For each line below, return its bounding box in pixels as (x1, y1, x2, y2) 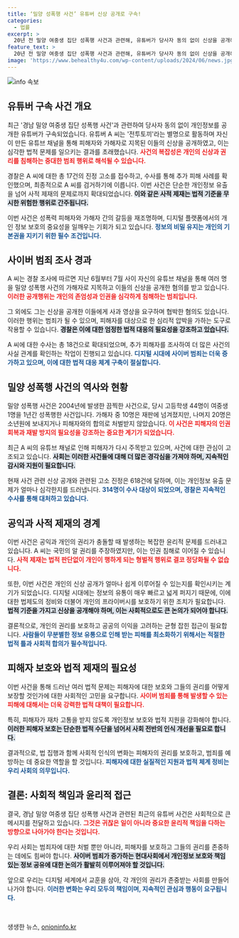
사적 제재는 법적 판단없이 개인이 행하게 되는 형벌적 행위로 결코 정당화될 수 (16, 555, 217, 564)
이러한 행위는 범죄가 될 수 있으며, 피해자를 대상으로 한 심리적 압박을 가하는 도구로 (7, 316, 231, 325)
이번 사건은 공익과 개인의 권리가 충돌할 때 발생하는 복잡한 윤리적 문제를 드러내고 (7, 538, 228, 546)
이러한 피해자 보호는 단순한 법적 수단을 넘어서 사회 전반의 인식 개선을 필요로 (7, 724, 213, 732)
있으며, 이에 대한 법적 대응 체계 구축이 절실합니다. (26, 358, 161, 367)
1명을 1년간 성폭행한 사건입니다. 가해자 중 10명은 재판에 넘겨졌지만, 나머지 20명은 (7, 410, 231, 419)
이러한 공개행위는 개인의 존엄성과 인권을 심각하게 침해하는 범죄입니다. (7, 292, 198, 301)
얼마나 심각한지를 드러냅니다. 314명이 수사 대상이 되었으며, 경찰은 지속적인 (20, 485, 226, 494)
